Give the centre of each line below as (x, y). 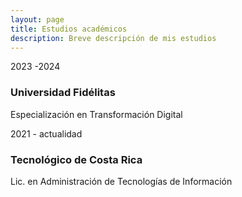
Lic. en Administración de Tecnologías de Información (121, 181)
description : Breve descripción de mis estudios (113, 38)
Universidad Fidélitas (63, 93)
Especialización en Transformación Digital (96, 114)
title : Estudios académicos (69, 29)
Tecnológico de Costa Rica (76, 159)
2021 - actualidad (46, 133)
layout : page (37, 19)
